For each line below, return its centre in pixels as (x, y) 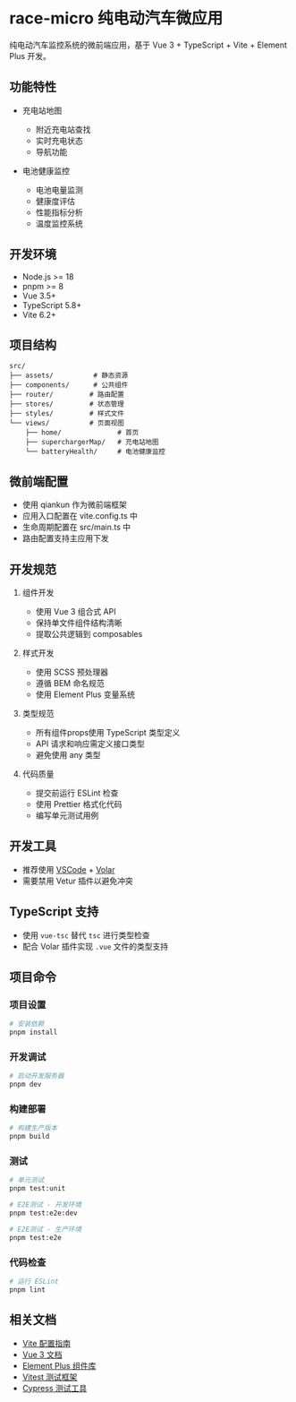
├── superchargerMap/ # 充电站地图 (92, 443)
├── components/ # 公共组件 (69, 385)
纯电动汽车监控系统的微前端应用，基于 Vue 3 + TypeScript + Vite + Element (148, 45)
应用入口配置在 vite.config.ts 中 (80, 516)
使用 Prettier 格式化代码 (79, 804)
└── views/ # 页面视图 (67, 423)
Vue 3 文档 (42, 1355)
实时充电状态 (59, 141)
